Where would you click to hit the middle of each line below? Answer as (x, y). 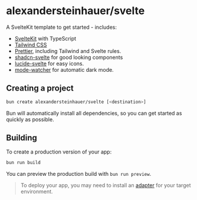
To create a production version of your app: (59, 152)
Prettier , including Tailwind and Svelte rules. (68, 51)
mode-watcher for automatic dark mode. (64, 69)
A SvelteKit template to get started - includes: (61, 27)
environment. (37, 192)
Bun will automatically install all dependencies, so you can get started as (94, 113)
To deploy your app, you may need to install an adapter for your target (106, 185)
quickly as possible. (30, 119)
